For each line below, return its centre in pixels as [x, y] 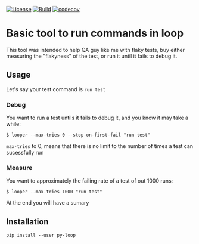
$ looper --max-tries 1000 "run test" [54, 192]
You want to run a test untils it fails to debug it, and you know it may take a [97, 118]
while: [13, 124]
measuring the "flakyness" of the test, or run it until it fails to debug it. [92, 56]
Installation [27, 222]
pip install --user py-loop [41, 236]
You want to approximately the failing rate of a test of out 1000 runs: [90, 181]
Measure [19, 168]
